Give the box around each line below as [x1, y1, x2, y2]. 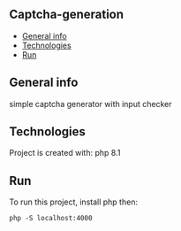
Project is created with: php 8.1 [9, 148, 121, 158]
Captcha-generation [9, 7, 124, 22]
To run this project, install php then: [9, 196, 139, 207]
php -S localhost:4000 [9, 214, 93, 223]
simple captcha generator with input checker [9, 98, 172, 109]
